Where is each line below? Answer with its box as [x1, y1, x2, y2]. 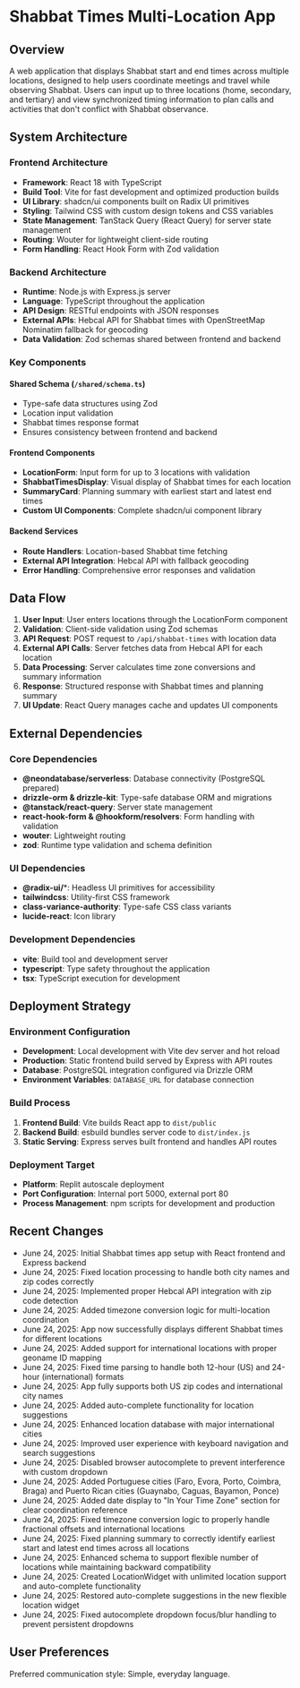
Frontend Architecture [9, 157, 108, 169]
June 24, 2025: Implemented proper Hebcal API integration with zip [21, 1285, 272, 1296]
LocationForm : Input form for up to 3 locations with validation [21, 467, 251, 478]
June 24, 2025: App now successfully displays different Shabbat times [21, 1324, 284, 1334]
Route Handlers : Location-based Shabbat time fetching [21, 545, 228, 556]
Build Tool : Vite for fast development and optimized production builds [21, 186, 279, 197]
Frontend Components [9, 447, 96, 458]
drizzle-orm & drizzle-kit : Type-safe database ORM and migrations [21, 793, 272, 803]
